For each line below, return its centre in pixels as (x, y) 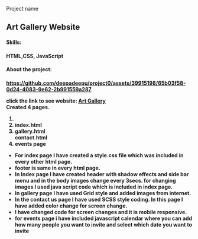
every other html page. (43, 161)
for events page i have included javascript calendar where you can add (103, 218)
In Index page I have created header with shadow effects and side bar (102, 174)
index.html (28, 125)
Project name (22, 9)
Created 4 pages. (28, 107)
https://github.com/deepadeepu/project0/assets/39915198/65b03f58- (96, 83)
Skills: (14, 42)
